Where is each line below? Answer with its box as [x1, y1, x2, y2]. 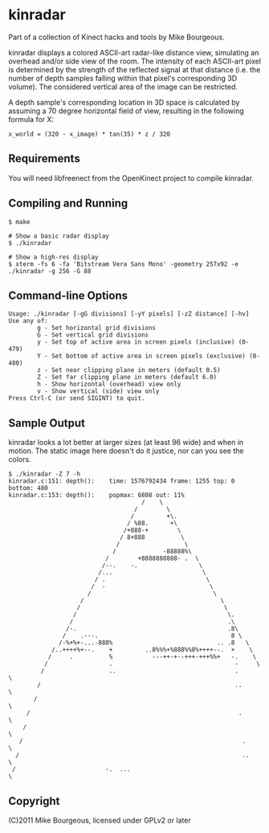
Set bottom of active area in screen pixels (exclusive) [51, 352, 247, 361]
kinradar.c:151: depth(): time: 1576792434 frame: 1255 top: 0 [8, 477, 235, 485]
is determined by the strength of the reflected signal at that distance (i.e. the [8, 64, 261, 74]
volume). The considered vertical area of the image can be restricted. [8, 82, 238, 92]
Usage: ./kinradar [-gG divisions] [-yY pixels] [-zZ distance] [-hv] [8, 310, 250, 318]
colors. [8, 455, 31, 464]
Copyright [8, 794, 60, 808]
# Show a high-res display [8, 253, 99, 261]
